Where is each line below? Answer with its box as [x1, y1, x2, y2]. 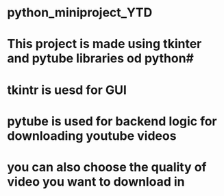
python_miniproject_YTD [7, 5, 153, 21]
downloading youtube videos [7, 128, 177, 143]
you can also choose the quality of [7, 159, 207, 175]
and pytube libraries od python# [7, 51, 194, 66]
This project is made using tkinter [7, 36, 202, 52]
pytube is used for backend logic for [7, 113, 217, 129]
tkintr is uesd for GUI [7, 82, 127, 97]
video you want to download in [7, 173, 185, 189]
